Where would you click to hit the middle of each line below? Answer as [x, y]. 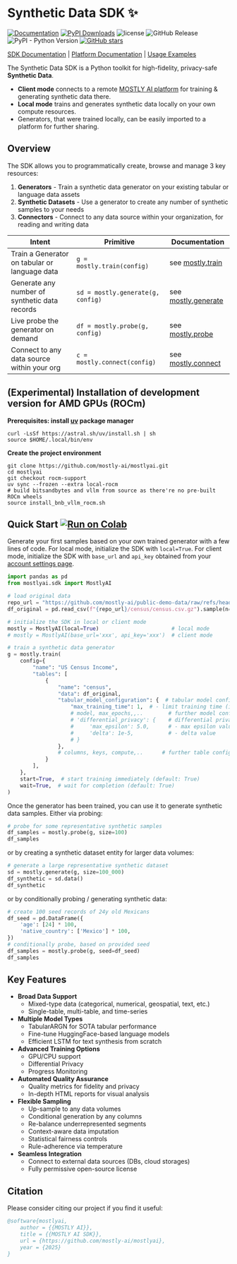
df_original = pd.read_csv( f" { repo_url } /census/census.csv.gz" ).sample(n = [120, 609]
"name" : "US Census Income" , [75, 668]
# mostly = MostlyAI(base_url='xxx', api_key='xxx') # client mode [110, 635]
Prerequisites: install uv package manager [71, 421]
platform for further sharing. [58, 126]
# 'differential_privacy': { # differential [141, 720]
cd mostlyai [25, 472]
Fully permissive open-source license [83, 1169]
